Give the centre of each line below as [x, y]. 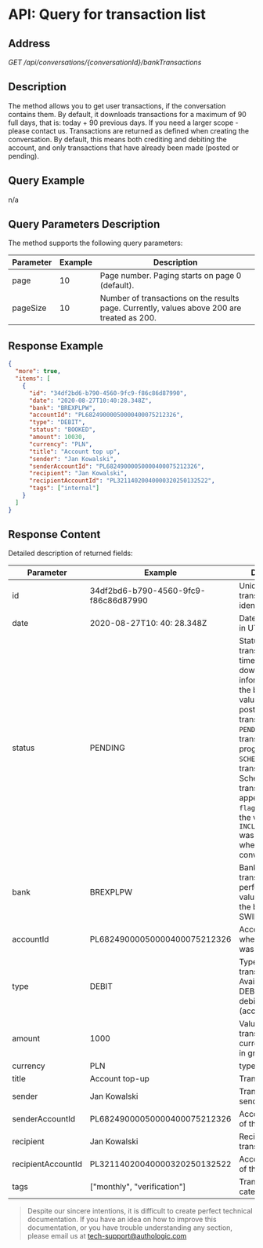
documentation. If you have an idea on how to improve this [122, 1220]
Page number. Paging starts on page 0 [171, 276]
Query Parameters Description [84, 224]
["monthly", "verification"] [138, 1187]
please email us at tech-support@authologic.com [107, 1236]
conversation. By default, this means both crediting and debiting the [117, 139]
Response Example [56, 346]
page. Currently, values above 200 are [171, 308]
